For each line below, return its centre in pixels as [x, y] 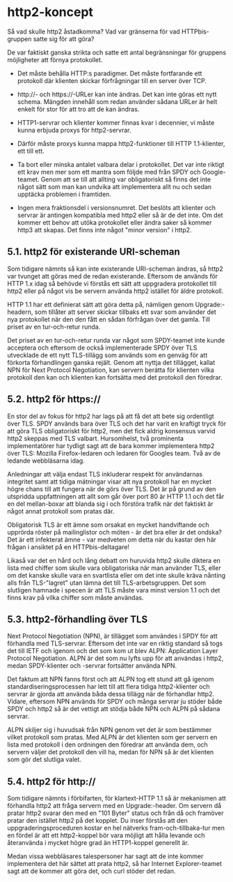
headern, [20, 312]
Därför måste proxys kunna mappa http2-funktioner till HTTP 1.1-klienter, [121, 143]
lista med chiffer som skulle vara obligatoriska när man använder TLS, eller [114, 568]
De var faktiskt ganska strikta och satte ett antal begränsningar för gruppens [117, 52]
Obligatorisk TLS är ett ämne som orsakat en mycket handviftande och [109, 525]
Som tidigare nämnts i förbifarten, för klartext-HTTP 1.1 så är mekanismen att [116, 798]
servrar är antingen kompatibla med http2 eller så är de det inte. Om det [120, 215]
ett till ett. [31, 151]
